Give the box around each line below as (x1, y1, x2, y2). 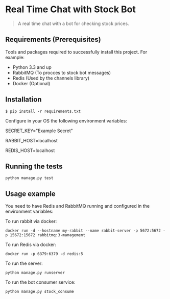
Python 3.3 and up (12, 64, 52, 70)
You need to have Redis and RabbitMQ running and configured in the (5, 203, 150, 209)
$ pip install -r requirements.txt (5, 109, 81, 114)
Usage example (5, 189, 56, 198)
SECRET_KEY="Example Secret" (5, 128, 73, 134)
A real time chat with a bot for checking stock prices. (17, 20, 129, 27)
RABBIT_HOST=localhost (5, 137, 58, 143)
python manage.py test (5, 176, 54, 181)
